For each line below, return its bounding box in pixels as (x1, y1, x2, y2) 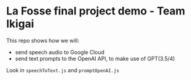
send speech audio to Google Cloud (14, 48, 105, 55)
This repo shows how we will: (6, 37, 80, 44)
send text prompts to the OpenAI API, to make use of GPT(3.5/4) (14, 55, 175, 62)
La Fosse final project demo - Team (6, 4, 186, 18)
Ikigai (6, 17, 34, 31)
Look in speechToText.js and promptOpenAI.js (6, 66, 119, 73)
